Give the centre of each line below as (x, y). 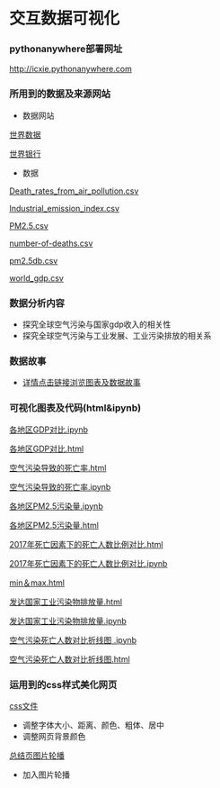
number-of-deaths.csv (51, 243)
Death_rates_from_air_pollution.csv (74, 191)
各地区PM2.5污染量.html (54, 525)
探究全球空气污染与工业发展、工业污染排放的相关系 (117, 336)
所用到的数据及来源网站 (60, 94)
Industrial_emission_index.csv (64, 208)
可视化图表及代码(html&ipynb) (75, 408)
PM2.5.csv (29, 225)
